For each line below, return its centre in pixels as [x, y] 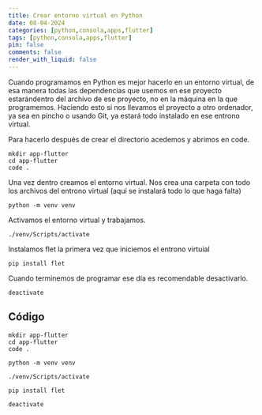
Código [26, 317]
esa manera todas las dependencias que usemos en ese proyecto [115, 90]
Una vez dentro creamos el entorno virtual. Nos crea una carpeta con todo [129, 182]
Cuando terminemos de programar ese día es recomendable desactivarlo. [128, 278]
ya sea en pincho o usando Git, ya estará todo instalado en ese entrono [124, 115]
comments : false [35, 52]
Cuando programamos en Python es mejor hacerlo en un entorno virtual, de [131, 82]
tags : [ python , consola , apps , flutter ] [70, 38]
